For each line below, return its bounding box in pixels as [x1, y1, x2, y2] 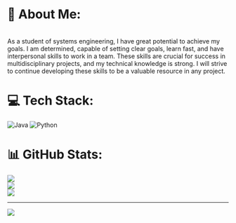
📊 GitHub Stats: [7, 147, 103, 163]
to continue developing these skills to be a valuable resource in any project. [7, 67, 226, 75]
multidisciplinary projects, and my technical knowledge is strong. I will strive [7, 59, 228, 67]
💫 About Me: [7, 6, 81, 22]
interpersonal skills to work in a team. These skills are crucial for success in [7, 52, 226, 60]
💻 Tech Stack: [7, 93, 94, 109]
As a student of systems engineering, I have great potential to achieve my [7, 36, 220, 45]
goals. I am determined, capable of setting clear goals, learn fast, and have [7, 44, 224, 53]
